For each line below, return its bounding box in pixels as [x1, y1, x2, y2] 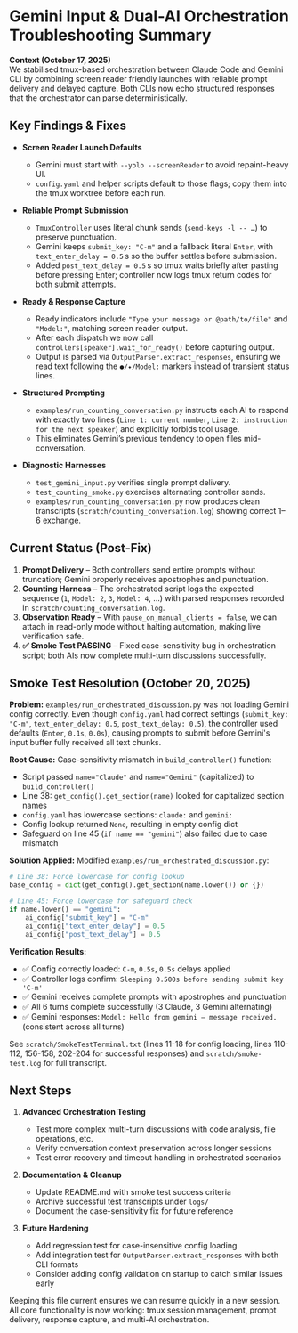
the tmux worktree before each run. [35, 187, 166, 198]
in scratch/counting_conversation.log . [21, 602, 165, 613]
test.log [9, 1059, 42, 1068]
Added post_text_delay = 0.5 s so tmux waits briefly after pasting [35, 260, 278, 271]
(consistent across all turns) [21, 1021, 125, 1032]
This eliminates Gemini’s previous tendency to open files [35, 433, 242, 443]
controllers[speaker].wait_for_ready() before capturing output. [35, 341, 276, 353]
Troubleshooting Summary [9, 25, 212, 45]
